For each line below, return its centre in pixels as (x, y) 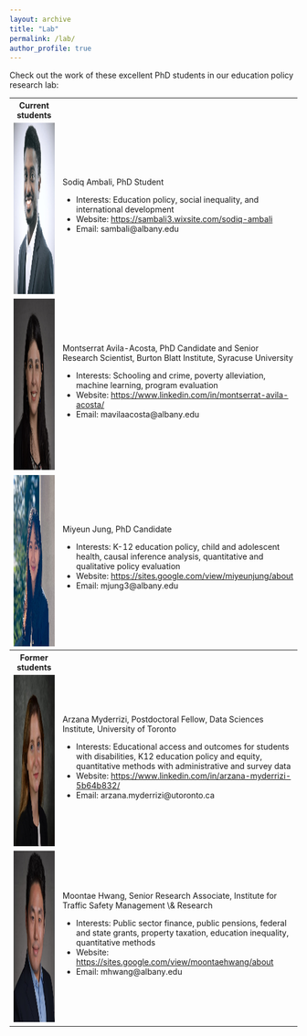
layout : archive (40, 19)
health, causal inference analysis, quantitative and (170, 556)
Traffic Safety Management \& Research (138, 905)
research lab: (34, 85)
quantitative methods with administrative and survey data (184, 766)
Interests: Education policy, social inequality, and (168, 200)
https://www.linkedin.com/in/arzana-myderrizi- (201, 776)
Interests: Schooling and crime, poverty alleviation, (171, 375)
